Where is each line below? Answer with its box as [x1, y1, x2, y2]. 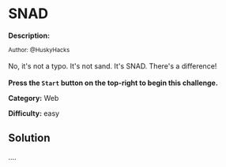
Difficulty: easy [8, 108, 60, 118]
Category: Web [8, 93, 59, 102]
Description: [8, 31, 50, 40]
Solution [8, 132, 51, 145]
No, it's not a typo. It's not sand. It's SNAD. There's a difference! [8, 61, 217, 71]
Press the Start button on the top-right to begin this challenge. [8, 78, 219, 87]
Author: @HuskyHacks [8, 46, 70, 54]
